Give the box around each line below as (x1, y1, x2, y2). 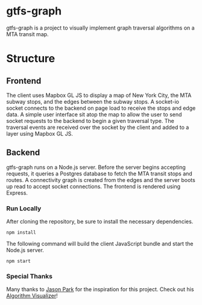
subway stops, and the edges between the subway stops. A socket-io (6, 98, 180, 105)
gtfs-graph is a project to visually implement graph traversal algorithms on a (6, 24, 195, 31)
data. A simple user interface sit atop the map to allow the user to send (6, 110, 182, 118)
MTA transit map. (6, 30, 49, 37)
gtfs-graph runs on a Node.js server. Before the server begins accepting (6, 163, 186, 171)
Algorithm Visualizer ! (6, 292, 58, 300)
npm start (6, 258, 31, 265)
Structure (6, 52, 55, 66)
